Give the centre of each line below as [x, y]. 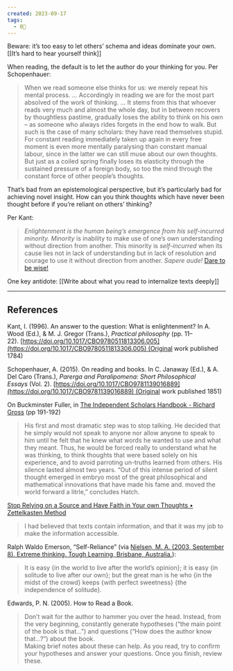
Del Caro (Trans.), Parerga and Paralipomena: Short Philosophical [102, 377]
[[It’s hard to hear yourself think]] [54, 53]
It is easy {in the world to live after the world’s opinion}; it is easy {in [121, 568]
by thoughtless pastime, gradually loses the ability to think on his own [123, 117]
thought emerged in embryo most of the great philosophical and [116, 477]
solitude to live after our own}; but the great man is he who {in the [118, 575]
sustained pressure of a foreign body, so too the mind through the [118, 169]
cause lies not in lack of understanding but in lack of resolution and [120, 253]
